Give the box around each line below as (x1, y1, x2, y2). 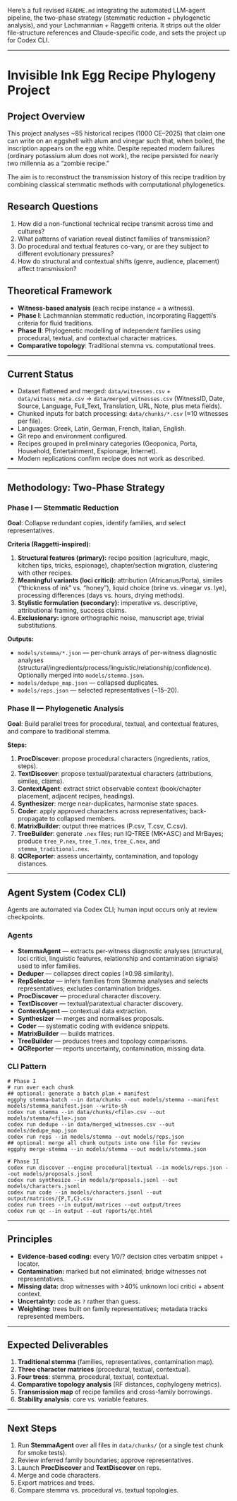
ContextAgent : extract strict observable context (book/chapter (17, 784, 202, 793)
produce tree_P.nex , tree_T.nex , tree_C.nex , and (17, 837, 161, 846)
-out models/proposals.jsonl (7, 1170, 93, 1178)
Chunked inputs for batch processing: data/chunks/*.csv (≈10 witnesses (17, 409, 229, 418)
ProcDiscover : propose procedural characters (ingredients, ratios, (17, 755, 210, 763)
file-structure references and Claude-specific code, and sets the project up (7, 28, 226, 37)
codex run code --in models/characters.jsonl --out (7, 1189, 162, 1196)
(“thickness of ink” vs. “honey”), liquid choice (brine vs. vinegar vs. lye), (17, 584, 227, 592)
